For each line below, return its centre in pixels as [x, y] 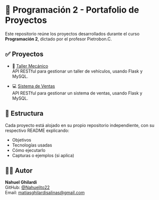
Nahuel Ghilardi [21, 182]
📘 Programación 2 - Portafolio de [72, 10]
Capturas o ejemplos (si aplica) [43, 155]
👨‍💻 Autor [19, 171]
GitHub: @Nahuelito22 [27, 187]
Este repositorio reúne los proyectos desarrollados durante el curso [72, 34]
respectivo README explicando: [37, 130]
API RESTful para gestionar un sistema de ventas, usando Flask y [77, 93]
